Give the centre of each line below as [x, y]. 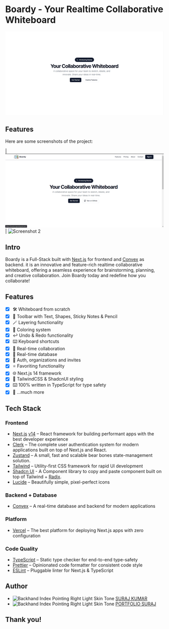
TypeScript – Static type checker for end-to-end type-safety [75, 560]
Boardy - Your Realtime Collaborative [84, 9]
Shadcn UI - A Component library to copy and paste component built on [87, 471]
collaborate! [18, 281]
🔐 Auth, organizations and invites [47, 360]
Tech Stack [23, 408]
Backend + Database [31, 495]
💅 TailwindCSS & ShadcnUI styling [48, 379]
